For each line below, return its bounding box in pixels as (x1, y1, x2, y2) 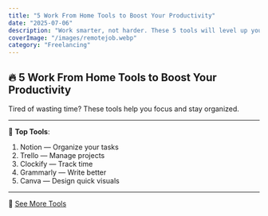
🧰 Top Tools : (8, 126, 50, 136)
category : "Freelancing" (8, 41, 91, 49)
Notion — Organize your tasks (19, 142, 120, 152)
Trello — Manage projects (19, 150, 105, 160)
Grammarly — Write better (19, 168, 107, 177)
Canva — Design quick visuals (19, 175, 120, 185)
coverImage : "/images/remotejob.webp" (8, 33, 137, 42)
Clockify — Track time (19, 159, 93, 168)
